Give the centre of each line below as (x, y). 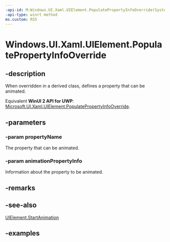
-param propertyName (34, 137)
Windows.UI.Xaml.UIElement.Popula (84, 44)
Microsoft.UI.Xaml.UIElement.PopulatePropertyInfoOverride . (68, 106)
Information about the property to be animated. (54, 172)
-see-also (21, 205)
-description (25, 74)
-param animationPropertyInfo (44, 161)
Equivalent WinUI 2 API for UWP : (40, 101)
